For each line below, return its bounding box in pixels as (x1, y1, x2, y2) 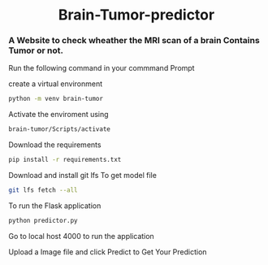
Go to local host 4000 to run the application (8, 231, 154, 241)
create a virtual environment (8, 79, 103, 89)
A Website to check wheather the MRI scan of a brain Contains (8, 35, 260, 46)
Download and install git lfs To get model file (8, 171, 157, 180)
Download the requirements (8, 140, 102, 150)
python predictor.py (8, 216, 79, 224)
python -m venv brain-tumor (8, 95, 104, 103)
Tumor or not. (8, 45, 63, 56)
